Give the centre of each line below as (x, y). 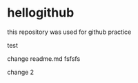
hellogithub (41, 13)
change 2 (21, 72)
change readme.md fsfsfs (44, 58)
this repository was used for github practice (69, 32)
